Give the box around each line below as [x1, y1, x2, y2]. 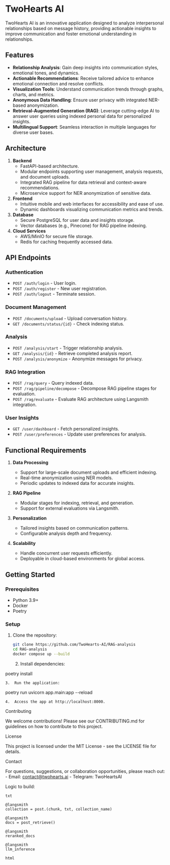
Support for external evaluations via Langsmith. [20, 505, 119, 511]
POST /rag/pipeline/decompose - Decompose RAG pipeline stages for [12, 385, 157, 392]
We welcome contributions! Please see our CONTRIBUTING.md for [5, 718, 145, 724]
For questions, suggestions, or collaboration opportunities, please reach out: [5, 768, 165, 774]
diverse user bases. [12, 129, 54, 135]
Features [5, 51, 34, 60]
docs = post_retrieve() [5, 820, 56, 825]
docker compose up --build [12, 651, 70, 656]
